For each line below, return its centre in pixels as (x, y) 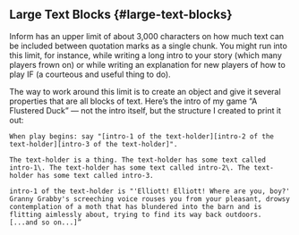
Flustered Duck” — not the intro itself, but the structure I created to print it (145, 110)
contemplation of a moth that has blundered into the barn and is (136, 206)
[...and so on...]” (46, 222)
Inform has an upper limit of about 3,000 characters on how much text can (147, 36)
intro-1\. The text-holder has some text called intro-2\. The (130, 168)
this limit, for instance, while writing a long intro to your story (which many (145, 55)
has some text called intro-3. (95, 175)
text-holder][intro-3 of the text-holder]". (94, 144)
